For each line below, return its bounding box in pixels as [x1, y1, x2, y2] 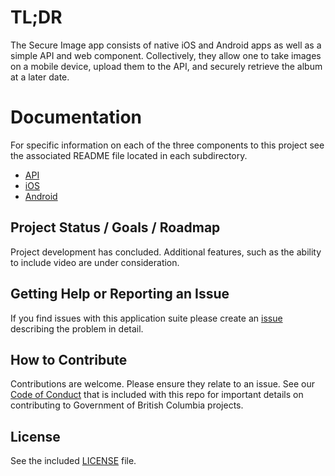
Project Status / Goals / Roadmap [10, 219, 221, 236]
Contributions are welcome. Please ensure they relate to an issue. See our [10, 378, 316, 390]
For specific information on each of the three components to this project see [10, 139, 325, 151]
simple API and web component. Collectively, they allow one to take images [10, 49, 322, 61]
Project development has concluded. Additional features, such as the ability [10, 246, 322, 258]
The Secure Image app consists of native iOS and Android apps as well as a [10, 39, 322, 51]
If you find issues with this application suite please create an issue [10, 312, 283, 324]
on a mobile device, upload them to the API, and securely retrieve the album [10, 60, 323, 72]
